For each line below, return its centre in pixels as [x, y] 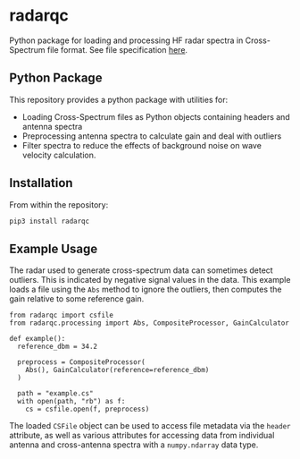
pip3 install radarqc [50, 221]
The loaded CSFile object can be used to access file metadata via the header [150, 426]
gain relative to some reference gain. [77, 299]
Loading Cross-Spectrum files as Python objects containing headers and [156, 116]
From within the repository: [59, 204]
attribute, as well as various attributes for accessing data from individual [142, 436]
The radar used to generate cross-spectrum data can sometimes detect [142, 270]
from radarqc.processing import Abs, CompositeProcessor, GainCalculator [150, 323]
